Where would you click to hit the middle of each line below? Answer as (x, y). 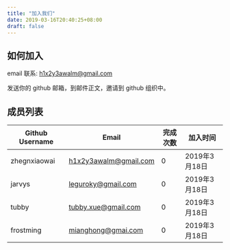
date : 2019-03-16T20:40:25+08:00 (55, 20)
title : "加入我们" (31, 13)
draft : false (26, 26)
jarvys (21, 184)
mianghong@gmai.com (106, 230)
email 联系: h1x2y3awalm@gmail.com (60, 73)
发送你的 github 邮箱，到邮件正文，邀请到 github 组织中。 (88, 88)
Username (36, 141)
